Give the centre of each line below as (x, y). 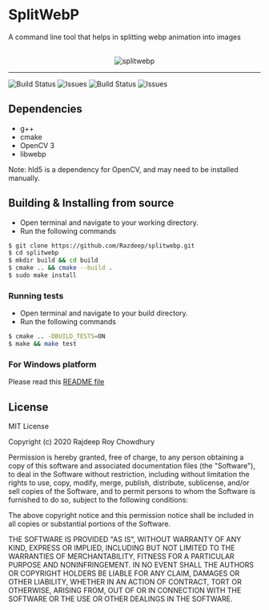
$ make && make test (43, 344)
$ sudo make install (43, 275)
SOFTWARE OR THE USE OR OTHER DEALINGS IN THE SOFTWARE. (120, 599)
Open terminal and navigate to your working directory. (109, 223)
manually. (24, 178)
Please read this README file (56, 382)
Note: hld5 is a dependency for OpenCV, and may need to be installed (123, 169)
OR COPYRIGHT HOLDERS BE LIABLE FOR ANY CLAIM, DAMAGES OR (124, 573)
